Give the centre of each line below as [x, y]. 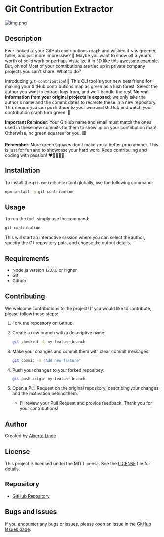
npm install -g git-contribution [39, 192]
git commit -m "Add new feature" [47, 360]
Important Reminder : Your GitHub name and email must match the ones [78, 122]
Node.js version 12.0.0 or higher [45, 270]
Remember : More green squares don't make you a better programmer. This [82, 144]
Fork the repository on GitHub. [43, 323]
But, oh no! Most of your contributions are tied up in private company [75, 66]
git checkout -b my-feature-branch [49, 342]
